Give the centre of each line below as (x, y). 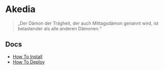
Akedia (20, 9)
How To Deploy (29, 62)
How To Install (27, 56)
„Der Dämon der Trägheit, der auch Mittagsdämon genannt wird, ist (88, 23)
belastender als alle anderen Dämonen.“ (60, 28)
